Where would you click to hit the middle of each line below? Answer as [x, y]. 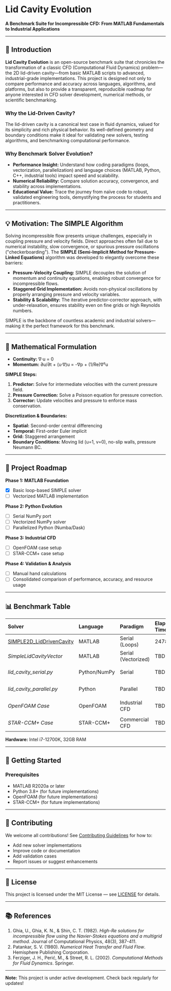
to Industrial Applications [33, 29]
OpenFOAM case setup [37, 548]
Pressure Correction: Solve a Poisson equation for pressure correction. [88, 395]
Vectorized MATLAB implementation [51, 496]
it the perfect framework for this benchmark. [68, 326]
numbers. [23, 311]
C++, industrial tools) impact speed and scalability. [66, 176]
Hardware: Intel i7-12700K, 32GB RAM [46, 740]
